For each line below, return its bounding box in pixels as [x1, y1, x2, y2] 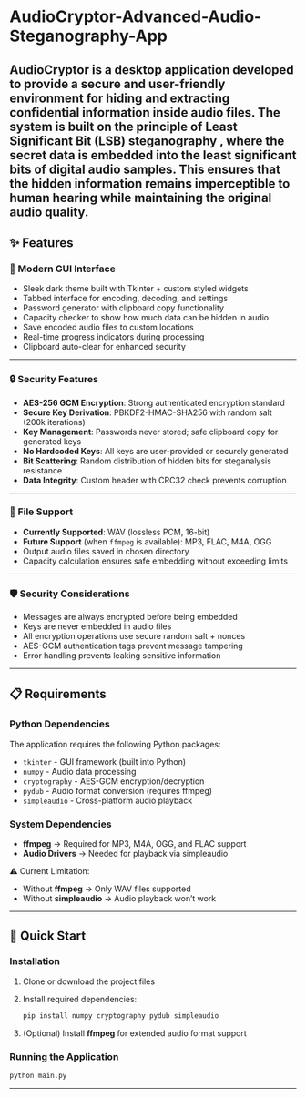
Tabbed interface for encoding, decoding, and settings [22, 293, 229, 304]
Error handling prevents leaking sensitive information [22, 650, 221, 661]
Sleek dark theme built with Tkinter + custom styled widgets [22, 283, 249, 294]
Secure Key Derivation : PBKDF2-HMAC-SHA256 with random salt [22, 407, 273, 418]
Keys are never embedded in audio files [22, 621, 172, 632]
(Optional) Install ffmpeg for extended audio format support [22, 1027, 248, 1039]
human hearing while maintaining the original [9, 189, 272, 206]
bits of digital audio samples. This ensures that [9, 161, 280, 177]
